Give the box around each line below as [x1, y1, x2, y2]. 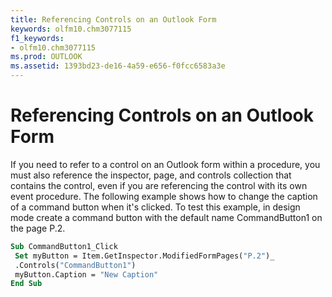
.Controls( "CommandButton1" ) [14, 260, 137, 270]
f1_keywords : [10, 33, 65, 43]
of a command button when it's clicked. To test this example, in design [10, 201, 301, 213]
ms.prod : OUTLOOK [10, 52, 83, 62]
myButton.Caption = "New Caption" [14, 269, 159, 280]
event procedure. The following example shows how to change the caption [10, 190, 318, 202]
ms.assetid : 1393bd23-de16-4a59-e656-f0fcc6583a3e [10, 61, 226, 71]
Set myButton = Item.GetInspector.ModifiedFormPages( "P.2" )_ [14, 251, 275, 261]
